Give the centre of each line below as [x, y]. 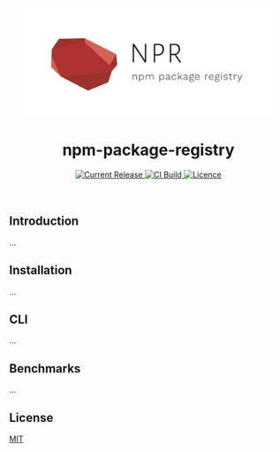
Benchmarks [45, 368]
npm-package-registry [148, 150]
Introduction [44, 222]
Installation [41, 270]
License [31, 418]
